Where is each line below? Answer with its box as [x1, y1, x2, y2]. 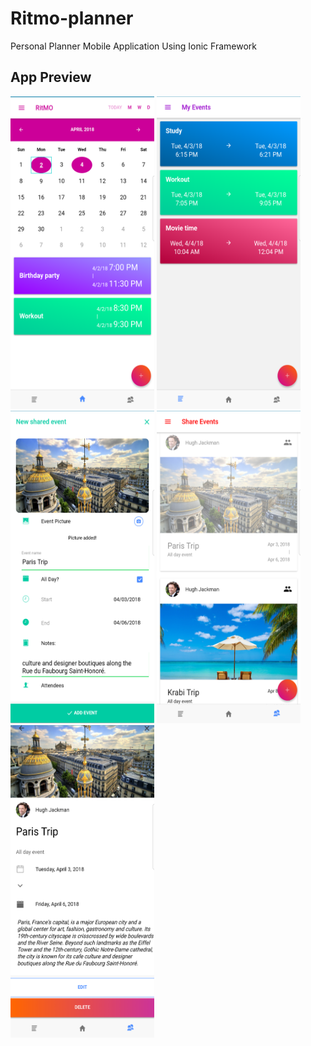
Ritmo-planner [10, 7, 134, 30]
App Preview [10, 69, 92, 86]
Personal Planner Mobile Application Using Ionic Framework [10, 40, 257, 52]
